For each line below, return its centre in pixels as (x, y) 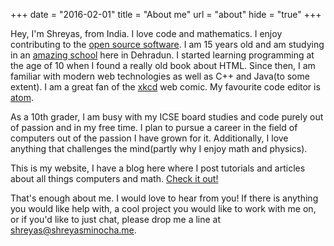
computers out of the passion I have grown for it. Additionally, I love (149, 138)
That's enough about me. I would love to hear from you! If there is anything (164, 198)
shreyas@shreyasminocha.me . (73, 230)
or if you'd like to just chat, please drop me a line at (116, 219)
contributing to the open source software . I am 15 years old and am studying (167, 44)
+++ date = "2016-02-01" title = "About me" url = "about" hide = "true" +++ (166, 14)
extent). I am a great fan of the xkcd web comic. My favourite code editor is (165, 87)
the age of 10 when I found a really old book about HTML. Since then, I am (163, 65)
